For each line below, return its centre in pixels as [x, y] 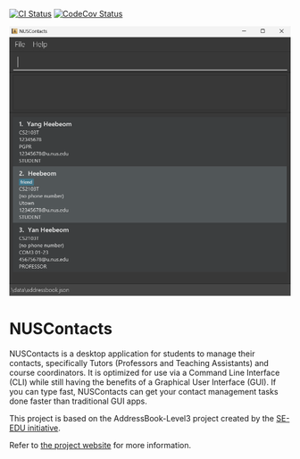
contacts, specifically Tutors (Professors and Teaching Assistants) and [139, 363]
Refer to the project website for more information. [100, 446]
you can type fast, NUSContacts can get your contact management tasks [144, 392]
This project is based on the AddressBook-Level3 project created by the [142, 419]
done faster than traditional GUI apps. [78, 401]
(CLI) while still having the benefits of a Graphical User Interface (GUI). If [143, 382]
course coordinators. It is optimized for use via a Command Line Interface [145, 373]
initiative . [44, 428]
